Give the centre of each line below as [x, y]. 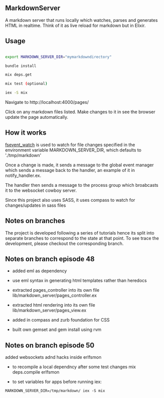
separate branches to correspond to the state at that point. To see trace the [82, 238]
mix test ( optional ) [27, 84]
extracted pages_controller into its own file [56, 290]
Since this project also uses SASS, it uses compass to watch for [70, 200]
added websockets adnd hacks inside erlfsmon [53, 357]
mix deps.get [19, 75]
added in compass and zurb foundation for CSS [61, 320]
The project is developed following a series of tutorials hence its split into [80, 233]
